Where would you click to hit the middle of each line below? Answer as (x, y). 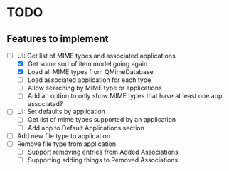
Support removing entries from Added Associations (103, 152)
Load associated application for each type (89, 80)
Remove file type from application (66, 144)
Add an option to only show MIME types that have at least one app (125, 96)
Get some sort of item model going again (87, 64)
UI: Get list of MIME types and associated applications (96, 56)
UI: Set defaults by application (61, 112)
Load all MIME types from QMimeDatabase (90, 72)
